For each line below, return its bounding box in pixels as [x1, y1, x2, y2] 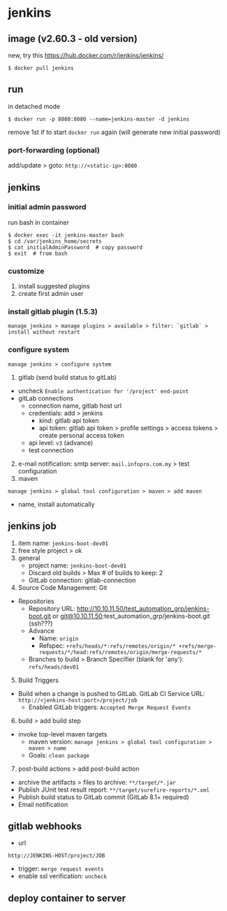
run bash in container [8, 218, 69, 226]
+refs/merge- [178, 642, 217, 650]
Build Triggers [17, 676, 59, 684]
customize [8, 266, 45, 276]
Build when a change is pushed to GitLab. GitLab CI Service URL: [17, 689, 205, 697]
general [17, 554, 41, 562]
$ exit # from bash [8, 250, 68, 257]
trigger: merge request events [17, 864, 104, 873]
